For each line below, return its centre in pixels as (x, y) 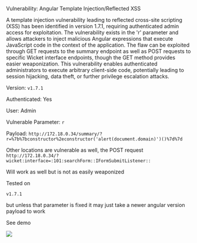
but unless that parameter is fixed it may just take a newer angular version (96, 205)
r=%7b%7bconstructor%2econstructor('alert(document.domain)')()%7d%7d (94, 139)
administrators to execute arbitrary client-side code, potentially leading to (95, 70)
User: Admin (21, 111)
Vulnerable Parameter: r (35, 122)
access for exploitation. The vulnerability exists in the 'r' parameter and (92, 32)
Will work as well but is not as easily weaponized (65, 172)
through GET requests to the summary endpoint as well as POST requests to (98, 51)
